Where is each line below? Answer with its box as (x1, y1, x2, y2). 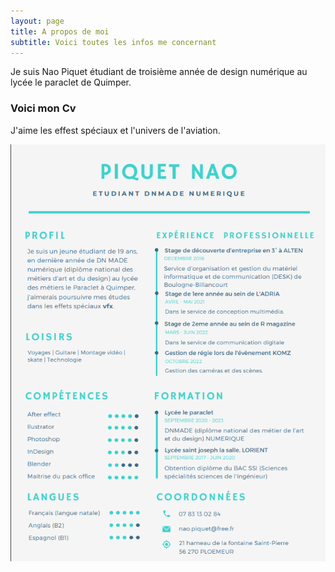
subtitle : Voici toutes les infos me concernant (10, 37, 217, 47)
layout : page (10, 16, 65, 26)
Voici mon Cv (10, 101, 77, 115)
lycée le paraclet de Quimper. (10, 76, 132, 89)
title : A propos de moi (10, 26, 110, 37)
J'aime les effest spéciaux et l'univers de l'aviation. (10, 124, 221, 136)
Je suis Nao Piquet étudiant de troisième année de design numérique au (10, 66, 308, 78)
